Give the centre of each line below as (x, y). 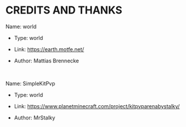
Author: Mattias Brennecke (46, 61)
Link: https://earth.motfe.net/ (49, 49)
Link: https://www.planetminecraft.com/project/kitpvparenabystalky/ (97, 106)
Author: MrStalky (34, 118)
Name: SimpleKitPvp (30, 83)
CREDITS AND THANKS (64, 10)
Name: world (21, 26)
